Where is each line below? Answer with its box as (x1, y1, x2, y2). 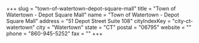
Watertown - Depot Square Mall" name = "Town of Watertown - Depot (6, 11, 179, 18)
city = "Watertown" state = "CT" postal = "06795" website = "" (36, 24, 192, 31)
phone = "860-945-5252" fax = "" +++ (6, 30, 103, 37)
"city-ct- (172, 18, 194, 24)
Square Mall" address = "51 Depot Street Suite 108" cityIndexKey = (6, 18, 171, 24)
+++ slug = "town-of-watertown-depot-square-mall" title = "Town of (6, 5, 176, 12)
